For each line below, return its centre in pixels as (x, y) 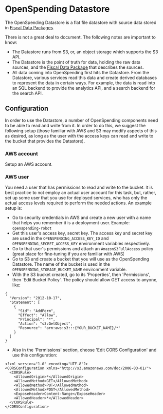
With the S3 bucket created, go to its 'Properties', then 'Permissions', (81, 275)
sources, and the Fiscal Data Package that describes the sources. (78, 67)
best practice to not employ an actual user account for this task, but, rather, (81, 193)
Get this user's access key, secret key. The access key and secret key (82, 233)
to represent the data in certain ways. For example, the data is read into (84, 83)
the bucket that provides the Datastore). (45, 141)
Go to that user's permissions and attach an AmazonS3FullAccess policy (83, 249)
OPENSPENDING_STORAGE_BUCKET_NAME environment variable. (69, 270)
